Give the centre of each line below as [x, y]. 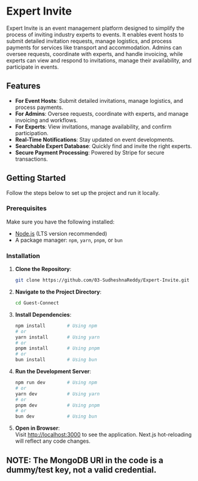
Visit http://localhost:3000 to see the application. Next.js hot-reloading [103, 435]
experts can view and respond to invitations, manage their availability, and [99, 60]
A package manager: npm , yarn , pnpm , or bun [69, 240]
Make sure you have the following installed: [60, 222]
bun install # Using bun [56, 360]
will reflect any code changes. [53, 441]
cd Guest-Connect [37, 303]
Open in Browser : [37, 428]
